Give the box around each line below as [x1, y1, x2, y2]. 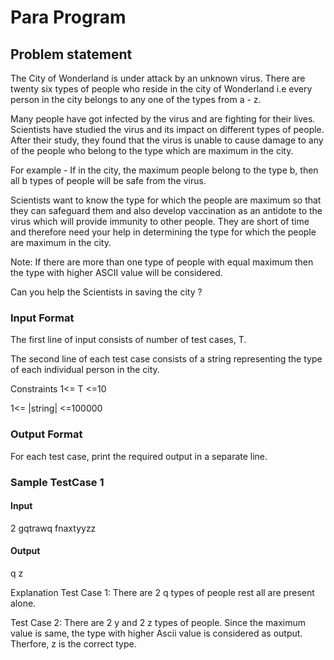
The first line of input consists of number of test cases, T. [10, 334, 247, 346]
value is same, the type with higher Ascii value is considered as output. [10, 627, 303, 639]
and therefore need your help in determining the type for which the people [10, 226, 317, 238]
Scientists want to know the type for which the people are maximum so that [10, 194, 322, 206]
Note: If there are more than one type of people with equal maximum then [10, 256, 314, 268]
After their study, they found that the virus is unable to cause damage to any [10, 134, 324, 146]
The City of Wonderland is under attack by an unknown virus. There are [10, 72, 306, 84]
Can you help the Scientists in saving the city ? [10, 286, 203, 298]
